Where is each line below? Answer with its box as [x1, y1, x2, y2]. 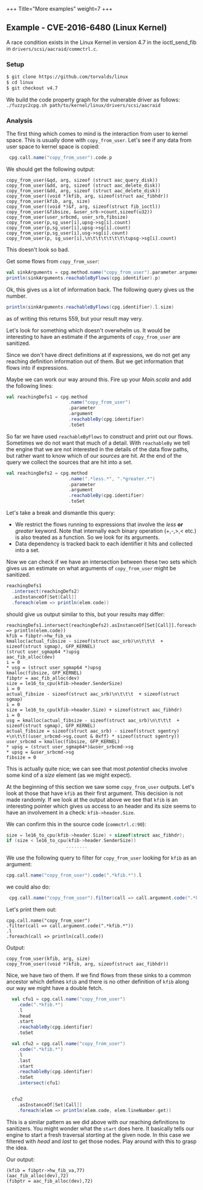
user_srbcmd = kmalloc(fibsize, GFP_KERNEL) [6, 738, 120, 745]
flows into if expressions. [6, 364, 68, 371]
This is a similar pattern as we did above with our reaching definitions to [6, 1118, 185, 1125]
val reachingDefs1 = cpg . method [6, 394, 88, 400]
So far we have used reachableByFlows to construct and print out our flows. [6, 433, 193, 440]
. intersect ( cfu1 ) [17, 1080, 61, 1086]
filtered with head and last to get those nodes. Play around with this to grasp [6, 1137, 197, 1145]
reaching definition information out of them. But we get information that [6, 358, 184, 365]
